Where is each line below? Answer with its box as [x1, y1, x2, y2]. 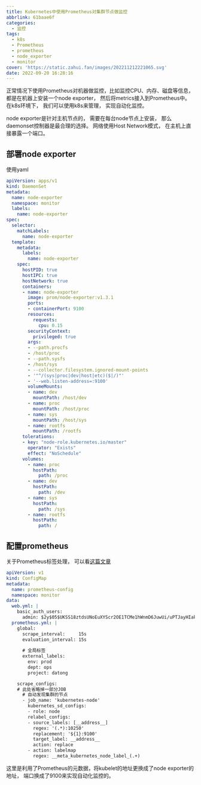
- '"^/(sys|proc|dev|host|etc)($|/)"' [28, 372, 124, 379]
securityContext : [28, 328, 71, 334]
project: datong [28, 670, 68, 676]
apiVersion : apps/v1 [6, 178, 58, 184]
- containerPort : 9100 [28, 306, 84, 312]
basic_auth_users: [17, 608, 63, 615]
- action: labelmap [28, 747, 77, 754]
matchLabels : [17, 228, 50, 234]
